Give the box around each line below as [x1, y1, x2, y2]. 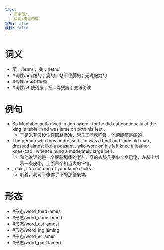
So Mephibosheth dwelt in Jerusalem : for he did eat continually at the [12, 121, 157, 127]
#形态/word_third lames [12, 208, 61, 214]
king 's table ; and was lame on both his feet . [12, 126, 105, 132]
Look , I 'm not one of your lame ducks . [12, 166, 94, 171]
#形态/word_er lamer [12, 233, 55, 239]
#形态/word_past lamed [12, 239, 61, 245]
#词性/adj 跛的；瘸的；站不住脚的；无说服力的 [12, 73, 107, 79]
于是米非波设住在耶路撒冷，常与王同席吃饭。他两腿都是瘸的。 [19, 132, 147, 138]
